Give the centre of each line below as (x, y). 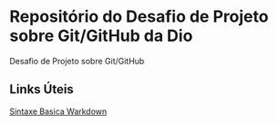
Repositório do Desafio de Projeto (139, 17)
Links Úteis (42, 89)
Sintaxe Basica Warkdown (58, 111)
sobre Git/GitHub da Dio (101, 36)
